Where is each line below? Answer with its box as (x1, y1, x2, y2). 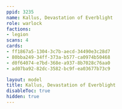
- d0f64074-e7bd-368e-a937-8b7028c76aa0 (6, 60, 111, 66)
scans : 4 (6, 37, 29, 43)
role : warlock (6, 20, 43, 26)
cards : (6, 43, 23, 49)
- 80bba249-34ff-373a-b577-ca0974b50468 (6, 54, 111, 60)
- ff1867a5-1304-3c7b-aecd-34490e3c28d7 (6, 49, 111, 55)
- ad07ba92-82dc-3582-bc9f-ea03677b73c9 (6, 65, 111, 72)
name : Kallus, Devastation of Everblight (6, 15, 113, 21)
